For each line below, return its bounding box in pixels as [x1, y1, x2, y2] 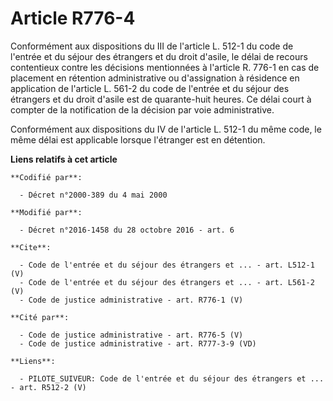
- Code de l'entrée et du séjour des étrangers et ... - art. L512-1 [19, 260, 315, 270]
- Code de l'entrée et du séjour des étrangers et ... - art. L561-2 [19, 277, 315, 287]
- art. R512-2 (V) [10, 382, 87, 392]
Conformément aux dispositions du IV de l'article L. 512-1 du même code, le [10, 123, 322, 135]
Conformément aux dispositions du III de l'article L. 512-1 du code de [10, 40, 294, 52]
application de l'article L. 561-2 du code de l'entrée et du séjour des [10, 82, 290, 94]
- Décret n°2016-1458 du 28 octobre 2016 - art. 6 [19, 225, 235, 235]
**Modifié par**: [10, 207, 83, 217]
